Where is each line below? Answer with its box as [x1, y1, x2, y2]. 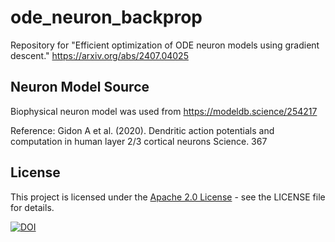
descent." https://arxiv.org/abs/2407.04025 [10, 49, 189, 61]
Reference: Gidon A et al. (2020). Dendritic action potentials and [10, 124, 275, 136]
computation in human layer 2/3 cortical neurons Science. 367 [10, 135, 268, 147]
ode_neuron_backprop [10, 6, 203, 29]
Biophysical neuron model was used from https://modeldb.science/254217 [10, 105, 318, 117]
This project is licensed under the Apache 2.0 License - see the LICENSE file [10, 191, 326, 203]
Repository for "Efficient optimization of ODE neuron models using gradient [10, 39, 320, 51]
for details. [10, 201, 55, 213]
